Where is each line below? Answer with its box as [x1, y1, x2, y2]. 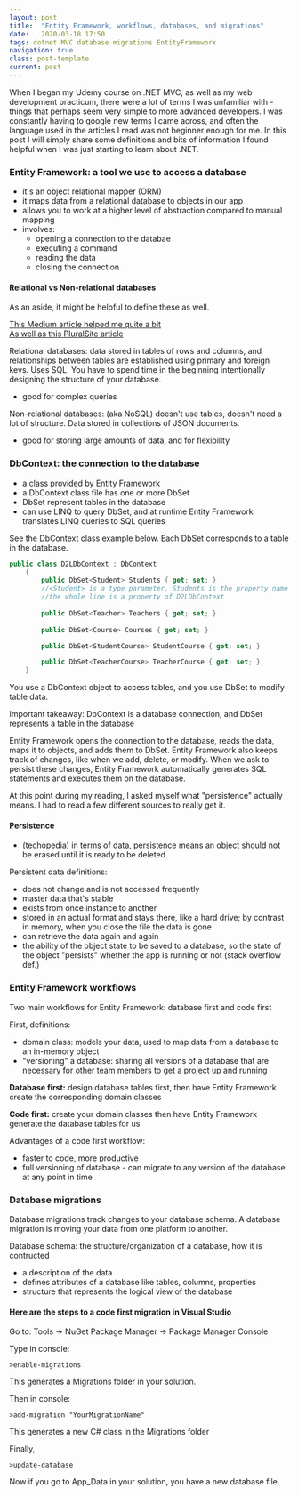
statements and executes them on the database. [9, 773, 187, 784]
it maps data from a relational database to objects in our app [21, 196, 244, 206]
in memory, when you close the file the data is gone [21, 921, 212, 932]
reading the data [35, 253, 96, 263]
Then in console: [9, 1394, 71, 1404]
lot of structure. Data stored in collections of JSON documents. [9, 418, 240, 429]
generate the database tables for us [9, 1118, 141, 1129]
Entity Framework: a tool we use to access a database [9, 165, 246, 178]
